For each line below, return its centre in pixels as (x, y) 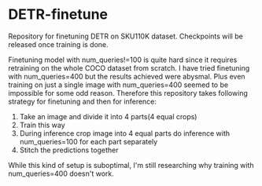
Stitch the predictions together (69, 150)
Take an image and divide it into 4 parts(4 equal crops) (108, 116)
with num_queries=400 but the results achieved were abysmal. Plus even (127, 76)
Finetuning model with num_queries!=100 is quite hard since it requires (123, 60)
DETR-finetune (58, 15)
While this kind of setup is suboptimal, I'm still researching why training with (131, 165)
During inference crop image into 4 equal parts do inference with (125, 133)
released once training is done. (58, 44)
